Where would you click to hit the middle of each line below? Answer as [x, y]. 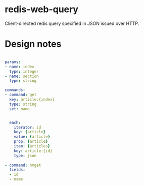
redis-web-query [42, 9]
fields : [17, 170]
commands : [15, 90]
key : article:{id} [33, 151]
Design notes [33, 44]
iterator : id [28, 127]
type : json [25, 156]
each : [15, 122]
